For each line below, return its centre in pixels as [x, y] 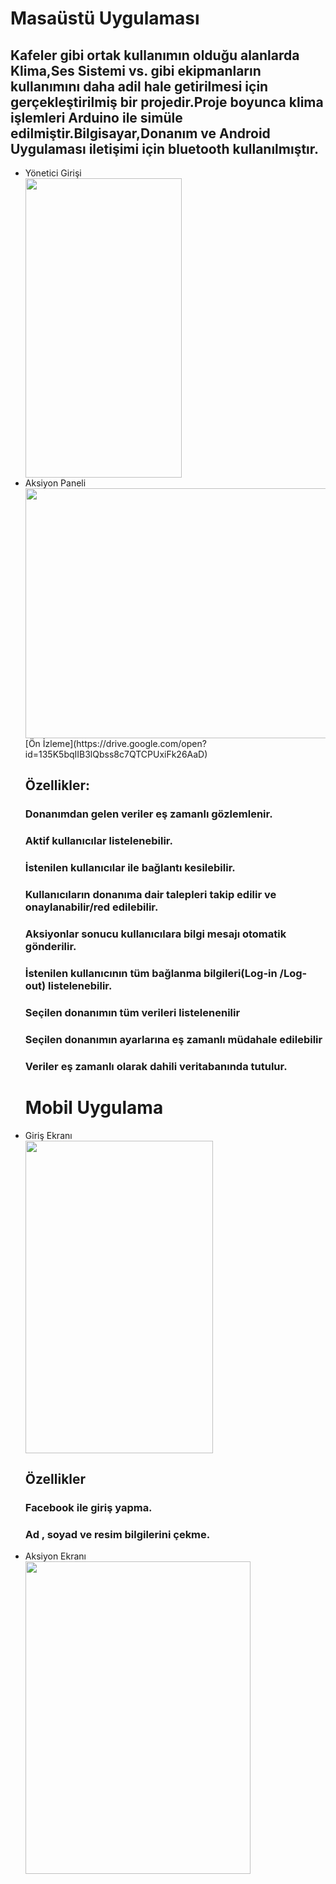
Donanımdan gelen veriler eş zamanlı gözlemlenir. [148, 814]
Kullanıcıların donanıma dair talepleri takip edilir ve [150, 895]
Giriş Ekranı [48, 1135]
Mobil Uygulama [94, 1107]
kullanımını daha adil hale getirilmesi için [139, 86]
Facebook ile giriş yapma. [88, 1507]
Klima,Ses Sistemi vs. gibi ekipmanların [136, 70]
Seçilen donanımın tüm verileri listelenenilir [132, 1012]
